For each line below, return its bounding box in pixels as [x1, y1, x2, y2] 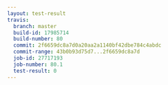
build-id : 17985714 [13, 29, 70, 36]
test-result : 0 [13, 67, 57, 74]
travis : [7, 16, 30, 23]
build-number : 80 [13, 36, 63, 42]
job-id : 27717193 [13, 55, 63, 62]
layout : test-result [7, 10, 67, 17]
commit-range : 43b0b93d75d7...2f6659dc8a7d [13, 49, 140, 56]
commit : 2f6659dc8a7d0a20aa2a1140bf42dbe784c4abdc [13, 42, 162, 49]
